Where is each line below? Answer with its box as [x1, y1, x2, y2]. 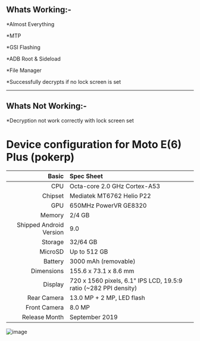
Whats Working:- [6, 5, 71, 15]
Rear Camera [27, 293, 64, 302]
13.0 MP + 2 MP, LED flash [69, 293, 145, 302]
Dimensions [30, 267, 64, 275]
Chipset [42, 192, 64, 200]
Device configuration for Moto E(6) [6, 137, 182, 151]
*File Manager [6, 67, 42, 74]
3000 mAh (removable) [69, 257, 136, 265]
